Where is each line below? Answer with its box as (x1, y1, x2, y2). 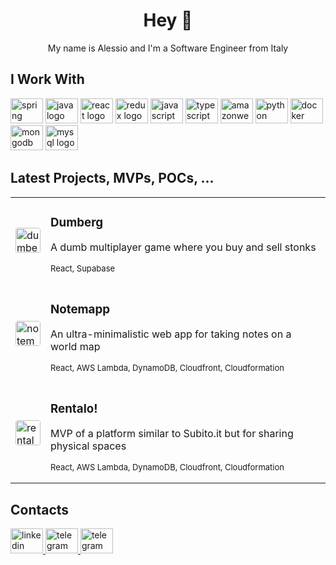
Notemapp (50, 301, 111, 317)
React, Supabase (50, 263, 116, 274)
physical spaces (50, 439, 127, 453)
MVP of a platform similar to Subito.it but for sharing (50, 427, 294, 441)
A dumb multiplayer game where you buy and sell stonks (50, 240, 317, 254)
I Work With (10, 71, 85, 88)
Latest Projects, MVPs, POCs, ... (10, 170, 215, 187)
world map (50, 340, 101, 354)
